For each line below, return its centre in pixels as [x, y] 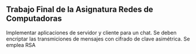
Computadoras [34, 19]
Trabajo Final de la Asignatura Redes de [80, 10]
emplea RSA [21, 45]
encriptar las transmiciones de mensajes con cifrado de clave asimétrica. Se [98, 39]
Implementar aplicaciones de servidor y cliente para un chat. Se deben [91, 33]
